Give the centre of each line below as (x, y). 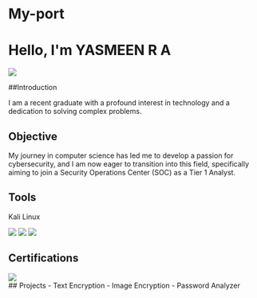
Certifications (43, 259)
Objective (33, 136)
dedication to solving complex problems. (75, 112)
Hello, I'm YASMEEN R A (90, 51)
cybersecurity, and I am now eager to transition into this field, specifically (129, 163)
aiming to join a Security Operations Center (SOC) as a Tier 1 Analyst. (122, 172)
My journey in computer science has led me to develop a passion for (121, 155)
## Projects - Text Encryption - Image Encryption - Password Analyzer (125, 285)
